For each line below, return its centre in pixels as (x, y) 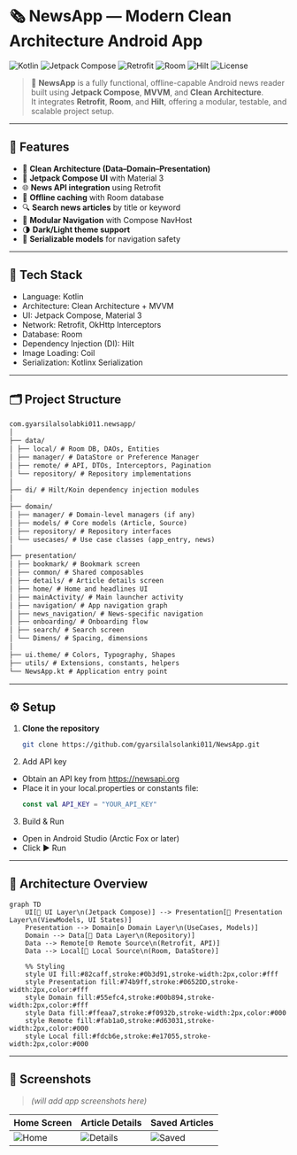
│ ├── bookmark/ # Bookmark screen (75, 564)
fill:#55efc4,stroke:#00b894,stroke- (146, 997)
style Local (47, 1036)
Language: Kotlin (53, 296)
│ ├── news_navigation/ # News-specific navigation (106, 614)
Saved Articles (182, 1122)
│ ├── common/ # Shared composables (76, 573)
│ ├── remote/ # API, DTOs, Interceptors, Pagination (110, 465)
